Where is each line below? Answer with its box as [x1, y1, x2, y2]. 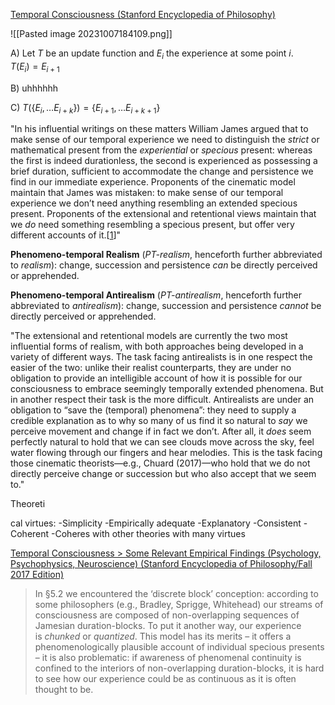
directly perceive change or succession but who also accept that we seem [10, 468, 317, 480]
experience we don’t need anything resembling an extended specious [10, 197, 298, 209]
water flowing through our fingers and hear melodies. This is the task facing [10, 447, 323, 459]
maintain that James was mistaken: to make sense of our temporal [10, 187, 284, 199]
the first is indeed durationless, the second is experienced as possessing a [10, 155, 318, 167]
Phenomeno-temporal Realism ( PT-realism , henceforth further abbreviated [10, 249, 323, 261]
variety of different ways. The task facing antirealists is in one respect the [10, 351, 313, 363]
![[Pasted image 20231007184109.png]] [10, 28, 173, 39]
